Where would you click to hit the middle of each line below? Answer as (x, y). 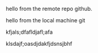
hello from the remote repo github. (49, 9)
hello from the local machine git (46, 20)
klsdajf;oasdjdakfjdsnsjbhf (39, 44)
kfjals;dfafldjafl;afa (29, 32)
